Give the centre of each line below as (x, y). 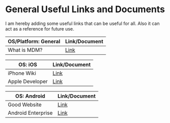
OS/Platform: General (34, 41)
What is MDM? (25, 50)
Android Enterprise (30, 113)
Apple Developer (28, 81)
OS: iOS (28, 65)
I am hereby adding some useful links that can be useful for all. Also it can (82, 23)
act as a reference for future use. (40, 28)
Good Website (25, 104)
